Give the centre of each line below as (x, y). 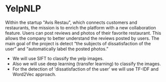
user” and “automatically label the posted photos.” (57, 49)
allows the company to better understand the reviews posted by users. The (82, 38)
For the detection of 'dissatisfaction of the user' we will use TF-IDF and (85, 69)
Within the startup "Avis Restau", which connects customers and (71, 22)
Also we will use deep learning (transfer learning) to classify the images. (86, 64)
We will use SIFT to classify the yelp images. (58, 58)
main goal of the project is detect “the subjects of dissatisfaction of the (78, 43)
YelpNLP (23, 9)
